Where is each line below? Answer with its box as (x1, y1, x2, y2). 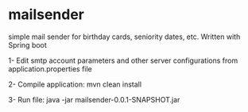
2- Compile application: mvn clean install (8, 79, 141, 89)
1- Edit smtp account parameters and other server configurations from (8, 56, 238, 65)
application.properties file (8, 64, 93, 73)
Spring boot (8, 40, 48, 49)
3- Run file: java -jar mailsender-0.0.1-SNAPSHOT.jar (8, 95, 180, 104)
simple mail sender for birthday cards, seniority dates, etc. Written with (8, 32, 241, 41)
